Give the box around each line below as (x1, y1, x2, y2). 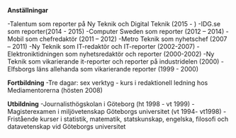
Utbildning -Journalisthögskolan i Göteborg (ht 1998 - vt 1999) (7, 100, 191, 108)
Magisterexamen (7, 108, 57, 115)
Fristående (7, 115, 39, 123)
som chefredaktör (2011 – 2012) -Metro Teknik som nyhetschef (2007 (25, 35, 227, 43)
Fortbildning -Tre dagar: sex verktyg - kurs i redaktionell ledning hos (7, 79, 208, 87)
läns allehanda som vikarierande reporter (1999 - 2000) (36, 65, 199, 73)
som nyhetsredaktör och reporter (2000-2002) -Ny (64, 50, 215, 58)
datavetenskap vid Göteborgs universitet (7, 122, 126, 130)
